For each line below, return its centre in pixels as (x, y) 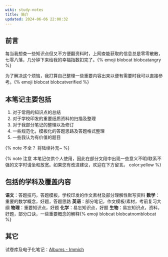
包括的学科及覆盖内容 (38, 182)
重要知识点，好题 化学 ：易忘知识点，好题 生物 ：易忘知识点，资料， (93, 207)
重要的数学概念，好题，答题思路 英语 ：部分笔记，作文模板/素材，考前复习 (81, 201)
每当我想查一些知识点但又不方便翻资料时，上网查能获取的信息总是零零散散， (84, 53)
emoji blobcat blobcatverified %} (55, 82)
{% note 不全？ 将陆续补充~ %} (37, 148)
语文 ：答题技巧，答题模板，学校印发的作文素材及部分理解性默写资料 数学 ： (82, 195)
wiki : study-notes (24, 10)
